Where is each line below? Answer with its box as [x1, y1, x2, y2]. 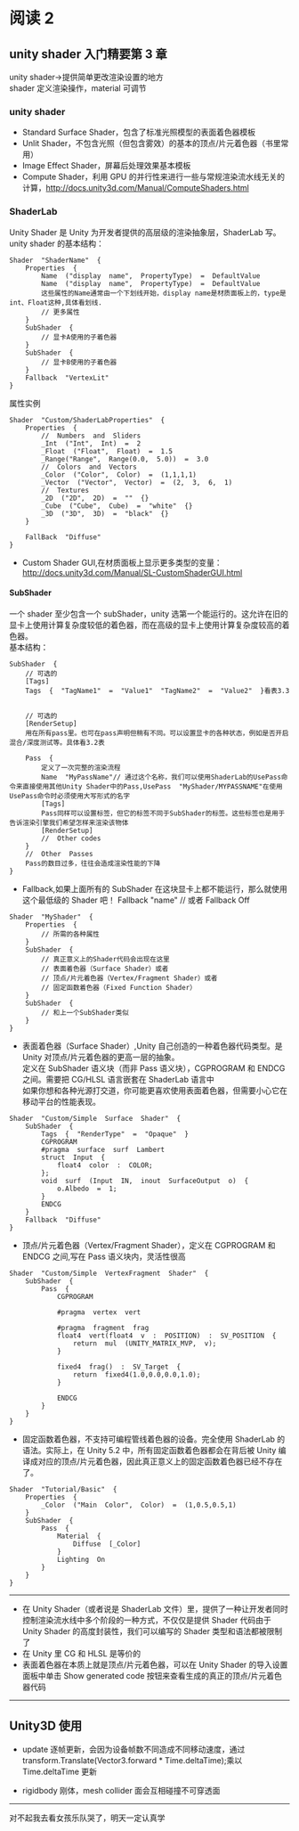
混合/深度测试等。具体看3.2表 [9, 738, 105, 747]
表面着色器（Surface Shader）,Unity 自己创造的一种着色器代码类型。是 [21, 1040, 283, 1051]
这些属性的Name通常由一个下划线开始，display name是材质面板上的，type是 [41, 289, 287, 298]
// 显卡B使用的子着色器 [41, 357, 117, 366]
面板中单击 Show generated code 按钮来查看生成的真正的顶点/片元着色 [21, 1670, 283, 1680]
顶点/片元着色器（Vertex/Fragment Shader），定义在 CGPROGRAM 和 [21, 1239, 276, 1250]
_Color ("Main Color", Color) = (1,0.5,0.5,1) [41, 1500, 238, 1509]
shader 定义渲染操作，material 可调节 [9, 83, 147, 94]
